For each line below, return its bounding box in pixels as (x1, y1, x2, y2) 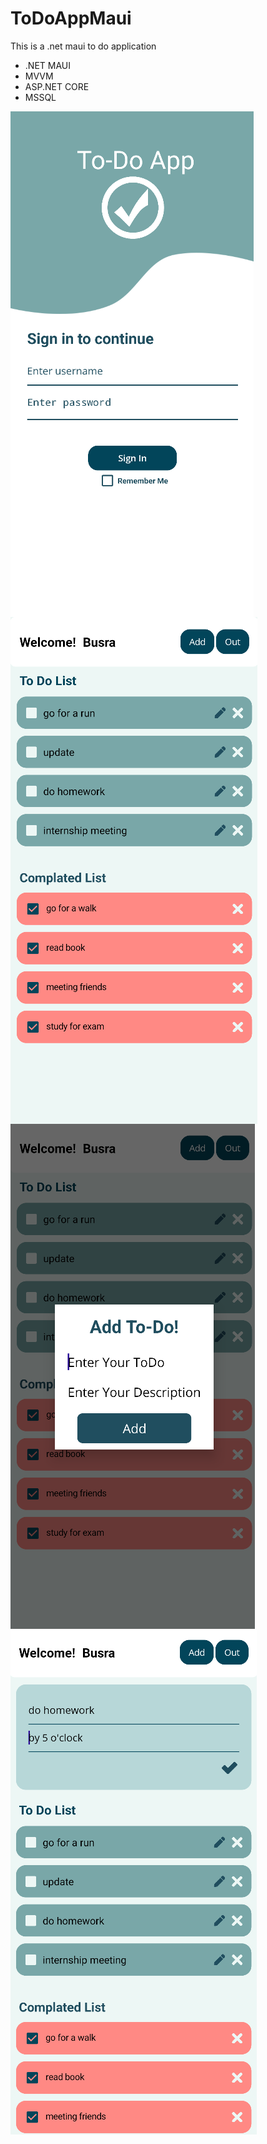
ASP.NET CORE (24, 80, 90, 92)
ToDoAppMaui (10, 7, 132, 30)
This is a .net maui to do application (10, 40, 157, 52)
